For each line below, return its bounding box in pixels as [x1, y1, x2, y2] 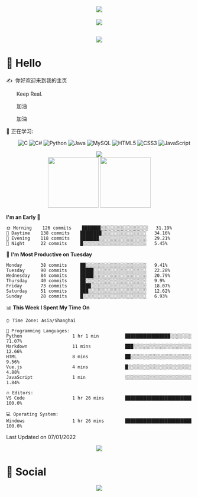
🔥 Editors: [6, 390, 34, 395]
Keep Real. [17, 90, 43, 97]
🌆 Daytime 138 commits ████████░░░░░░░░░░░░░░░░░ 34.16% [6, 230, 170, 236]
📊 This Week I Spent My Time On [6, 304, 90, 311]
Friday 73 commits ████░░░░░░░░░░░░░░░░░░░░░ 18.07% [6, 283, 170, 289]
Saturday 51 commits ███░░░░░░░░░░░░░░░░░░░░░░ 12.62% [6, 288, 170, 294]
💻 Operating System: [6, 411, 59, 417]
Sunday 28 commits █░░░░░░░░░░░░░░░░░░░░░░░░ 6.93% [6, 293, 168, 299]
